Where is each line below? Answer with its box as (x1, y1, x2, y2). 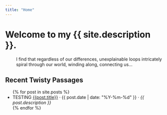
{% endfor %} (12, 105, 41, 111)
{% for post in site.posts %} (12, 89, 70, 95)
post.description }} (12, 99, 51, 105)
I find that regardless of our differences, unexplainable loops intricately (16, 56, 162, 62)
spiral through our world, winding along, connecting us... (16, 61, 133, 67)
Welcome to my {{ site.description (5, 28, 151, 40)
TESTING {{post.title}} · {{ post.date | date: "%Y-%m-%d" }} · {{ (12, 94, 144, 100)
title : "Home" (5, 7, 35, 12)
